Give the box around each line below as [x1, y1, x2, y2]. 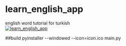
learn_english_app [5, 3, 84, 15]
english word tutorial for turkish [5, 20, 70, 26]
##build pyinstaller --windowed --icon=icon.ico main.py [5, 35, 121, 41]
